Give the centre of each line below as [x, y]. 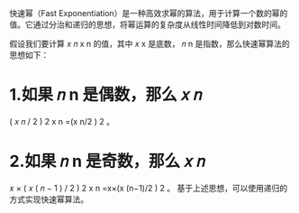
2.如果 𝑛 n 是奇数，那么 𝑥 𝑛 [107, 162]
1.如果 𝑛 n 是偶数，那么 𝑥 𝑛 [106, 95]
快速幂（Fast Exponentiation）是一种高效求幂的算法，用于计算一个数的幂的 [149, 13]
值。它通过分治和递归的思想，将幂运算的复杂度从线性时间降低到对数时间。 [147, 24]
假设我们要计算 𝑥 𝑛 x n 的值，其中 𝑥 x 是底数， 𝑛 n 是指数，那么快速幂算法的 [149, 44]
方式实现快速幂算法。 [49, 199]
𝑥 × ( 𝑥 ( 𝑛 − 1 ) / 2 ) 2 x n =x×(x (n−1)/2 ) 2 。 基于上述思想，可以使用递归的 [149, 188]
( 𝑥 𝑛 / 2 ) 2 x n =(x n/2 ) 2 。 [62, 121]
